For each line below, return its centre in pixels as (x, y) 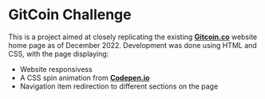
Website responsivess (56, 69)
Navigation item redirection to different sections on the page (119, 86)
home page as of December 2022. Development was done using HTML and (132, 45)
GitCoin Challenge (70, 15)
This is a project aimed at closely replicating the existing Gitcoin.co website (133, 37)
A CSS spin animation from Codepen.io (85, 77)
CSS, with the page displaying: (59, 53)
